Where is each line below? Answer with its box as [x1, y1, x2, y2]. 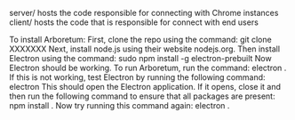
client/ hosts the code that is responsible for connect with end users [9, 17, 259, 28]
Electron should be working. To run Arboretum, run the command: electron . [9, 62, 287, 73]
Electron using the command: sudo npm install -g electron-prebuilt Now [9, 53, 273, 63]
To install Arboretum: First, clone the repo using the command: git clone [9, 35, 273, 44]
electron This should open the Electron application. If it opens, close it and [9, 82, 282, 92]
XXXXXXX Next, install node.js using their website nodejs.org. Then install [9, 44, 281, 54]
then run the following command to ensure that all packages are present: [9, 91, 275, 101]
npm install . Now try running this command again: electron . [9, 100, 230, 110]
